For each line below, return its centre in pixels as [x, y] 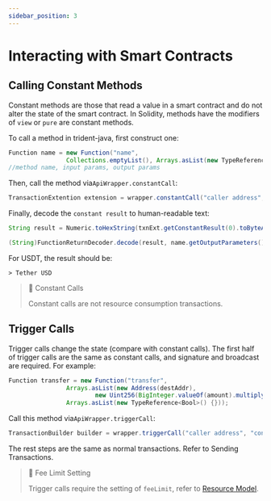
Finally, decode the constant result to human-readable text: [109, 213]
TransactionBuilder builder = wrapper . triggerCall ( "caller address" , [128, 433]
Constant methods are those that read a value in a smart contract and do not [135, 105]
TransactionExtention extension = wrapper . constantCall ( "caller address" [135, 198]
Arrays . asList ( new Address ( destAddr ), [131, 388]
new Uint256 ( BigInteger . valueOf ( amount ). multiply [180, 396]
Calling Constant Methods [75, 86]
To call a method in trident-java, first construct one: [94, 137]
